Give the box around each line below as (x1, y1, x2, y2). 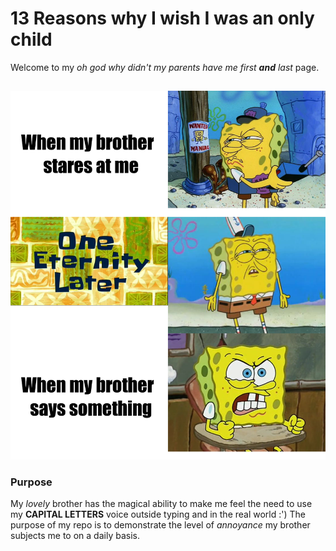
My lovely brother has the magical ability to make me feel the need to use (10, 498, 313, 510)
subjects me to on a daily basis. (10, 530, 140, 542)
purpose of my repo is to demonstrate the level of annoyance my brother (10, 519, 311, 531)
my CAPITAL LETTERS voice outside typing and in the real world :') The (10, 508, 306, 521)
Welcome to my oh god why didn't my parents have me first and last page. (10, 61, 320, 73)
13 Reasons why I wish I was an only (10, 7, 315, 30)
